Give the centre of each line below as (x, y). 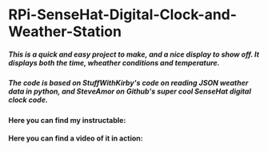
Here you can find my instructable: (67, 120)
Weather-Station (65, 32)
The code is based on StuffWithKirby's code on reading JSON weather (128, 83)
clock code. (28, 100)
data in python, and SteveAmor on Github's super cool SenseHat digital (130, 91)
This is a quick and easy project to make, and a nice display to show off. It (134, 54)
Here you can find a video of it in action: (76, 138)
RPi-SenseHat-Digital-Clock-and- (123, 15)
